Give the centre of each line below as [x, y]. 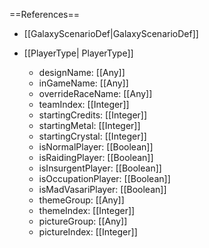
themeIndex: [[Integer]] [87, 210]
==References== [44, 14]
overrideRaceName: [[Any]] [95, 93]
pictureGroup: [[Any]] [83, 221]
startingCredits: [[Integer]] [93, 115]
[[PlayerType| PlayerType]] [78, 53]
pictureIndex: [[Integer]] [88, 232]
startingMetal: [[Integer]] [89, 125]
